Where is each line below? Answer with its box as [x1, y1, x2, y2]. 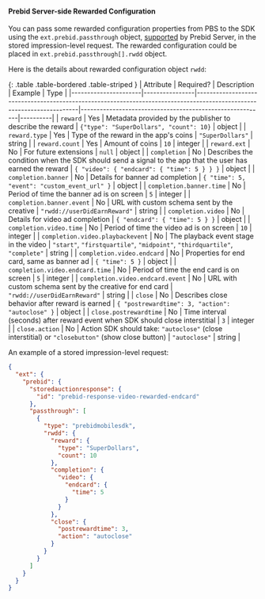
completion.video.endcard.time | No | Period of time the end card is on [8, 265, 240, 275]
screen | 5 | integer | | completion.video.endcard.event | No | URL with [8, 273, 237, 283]
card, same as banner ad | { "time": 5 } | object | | [8, 257, 176, 266]
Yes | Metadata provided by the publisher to [88, 113, 231, 123]
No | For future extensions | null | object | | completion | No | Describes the [8, 147, 253, 157]
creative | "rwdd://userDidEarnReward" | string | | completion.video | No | [8, 206, 245, 216]
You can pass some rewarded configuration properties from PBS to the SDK [8, 24, 256, 33]
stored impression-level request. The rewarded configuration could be [8, 40, 237, 51]
